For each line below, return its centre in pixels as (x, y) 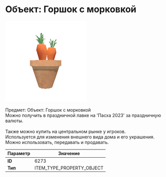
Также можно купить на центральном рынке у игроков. (66, 131)
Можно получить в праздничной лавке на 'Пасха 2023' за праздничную (83, 115)
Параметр (19, 154)
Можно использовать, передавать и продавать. (57, 142)
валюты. (14, 121)
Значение (69, 154)
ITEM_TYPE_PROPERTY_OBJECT (69, 168)
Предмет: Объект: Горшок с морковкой (48, 110)
